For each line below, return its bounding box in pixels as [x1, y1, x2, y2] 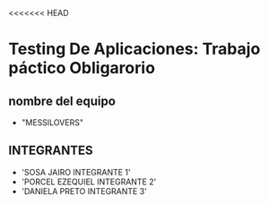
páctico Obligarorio [8, 58, 156, 79]
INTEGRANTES [8, 143, 93, 158]
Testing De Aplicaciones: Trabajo [8, 39, 261, 59]
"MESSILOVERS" [21, 117, 84, 128]
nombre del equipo [8, 93, 116, 108]
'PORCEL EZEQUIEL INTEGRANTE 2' [21, 176, 157, 187]
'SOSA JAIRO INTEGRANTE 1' [21, 166, 131, 177]
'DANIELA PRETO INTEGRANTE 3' [21, 185, 147, 196]
